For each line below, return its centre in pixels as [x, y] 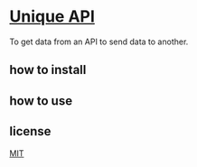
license [30, 131]
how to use [41, 101]
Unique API [52, 17]
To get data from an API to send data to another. [99, 42]
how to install [48, 70]
